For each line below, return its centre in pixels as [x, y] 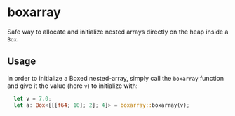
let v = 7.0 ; [33, 98]
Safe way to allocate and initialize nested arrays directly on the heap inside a [118, 32]
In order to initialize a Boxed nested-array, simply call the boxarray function [116, 78]
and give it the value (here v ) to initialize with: [73, 86]
